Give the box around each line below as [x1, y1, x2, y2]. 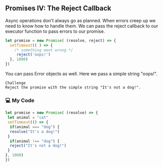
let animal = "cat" [7, 115, 49, 120]
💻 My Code [5, 97, 34, 104]
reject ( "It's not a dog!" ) [10, 143, 67, 148]
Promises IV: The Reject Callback [5, 4, 112, 13]
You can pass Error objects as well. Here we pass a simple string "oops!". [5, 71, 157, 77]
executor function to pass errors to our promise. [5, 28, 105, 34]
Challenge [5, 80, 26, 86]
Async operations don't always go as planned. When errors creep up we [5, 17, 156, 23]
